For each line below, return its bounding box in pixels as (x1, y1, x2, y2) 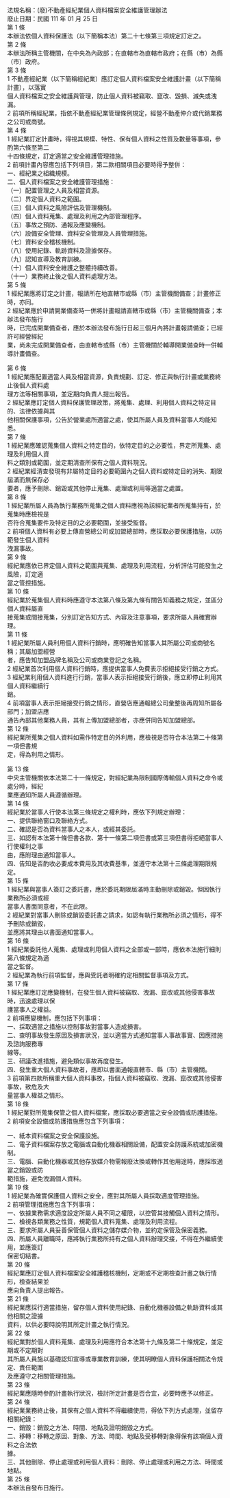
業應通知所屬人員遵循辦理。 (7, 791, 86, 799)
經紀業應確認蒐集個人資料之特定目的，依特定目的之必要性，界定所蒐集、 (11, 442, 216, 449)
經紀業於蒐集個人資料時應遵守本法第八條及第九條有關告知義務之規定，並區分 (7, 596, 223, 604)
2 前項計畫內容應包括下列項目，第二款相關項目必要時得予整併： (7, 161, 187, 168)
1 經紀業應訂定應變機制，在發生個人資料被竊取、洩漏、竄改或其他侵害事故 (7, 988, 216, 996)
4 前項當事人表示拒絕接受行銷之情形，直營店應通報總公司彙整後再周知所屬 (7, 699, 217, 707)
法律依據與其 (18, 407, 55, 415)
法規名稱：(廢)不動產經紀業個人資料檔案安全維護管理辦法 (7, 6, 168, 14)
